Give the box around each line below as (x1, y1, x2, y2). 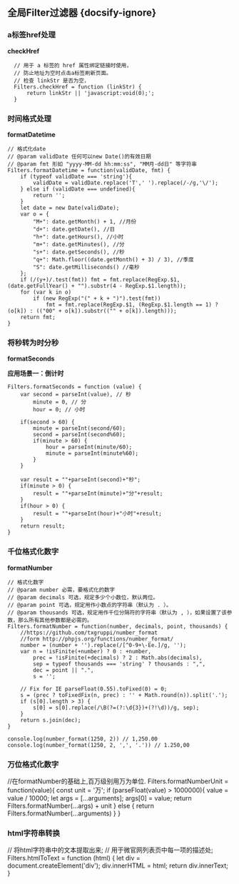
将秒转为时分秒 (7, 338, 59, 348)
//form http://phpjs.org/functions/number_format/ (20, 635, 174, 643)
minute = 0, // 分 (33, 398, 87, 406)
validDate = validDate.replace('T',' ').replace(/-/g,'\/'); (33, 179, 219, 186)
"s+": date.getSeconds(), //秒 (33, 248, 125, 256)
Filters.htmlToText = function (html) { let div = (7, 854, 141, 863)
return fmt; (20, 313, 56, 321)
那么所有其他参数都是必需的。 (17, 616, 93, 623)
